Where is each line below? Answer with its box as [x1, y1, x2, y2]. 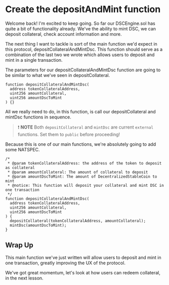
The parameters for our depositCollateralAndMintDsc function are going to [5, 67, 161, 73]
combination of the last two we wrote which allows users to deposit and [5, 52, 155, 58]
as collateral [5, 165, 35, 170]
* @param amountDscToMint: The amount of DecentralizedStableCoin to [7, 174, 157, 179]
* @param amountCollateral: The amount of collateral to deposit [7, 170, 148, 175]
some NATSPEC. [5, 146, 40, 152]
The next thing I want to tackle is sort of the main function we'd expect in [5, 40, 158, 47]
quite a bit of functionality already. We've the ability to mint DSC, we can [5, 25, 156, 31]
